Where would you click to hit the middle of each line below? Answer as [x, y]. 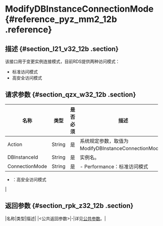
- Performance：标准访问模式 [114, 167]
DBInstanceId [23, 157]
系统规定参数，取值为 [104, 141]
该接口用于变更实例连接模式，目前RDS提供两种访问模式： [63, 61]
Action [15, 144]
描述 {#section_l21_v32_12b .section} [62, 49]
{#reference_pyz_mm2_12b [61, 19]
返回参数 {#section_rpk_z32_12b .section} [69, 206]
